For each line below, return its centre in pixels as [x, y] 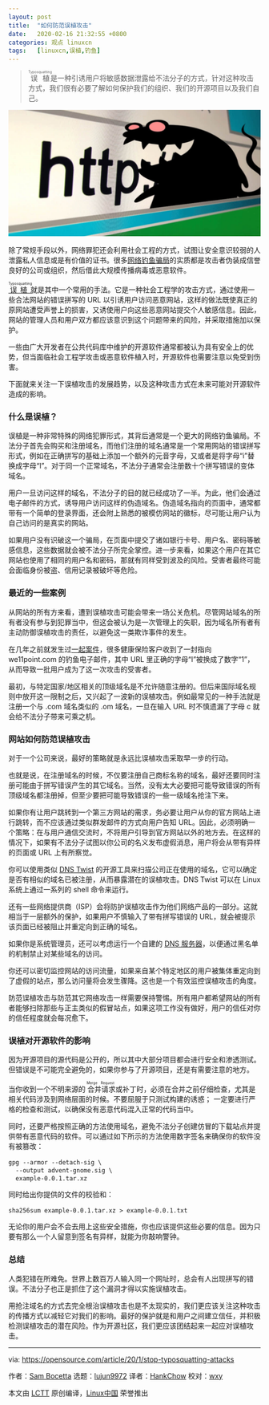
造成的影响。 [29, 394]
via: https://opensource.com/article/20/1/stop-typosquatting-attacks [121, 1359]
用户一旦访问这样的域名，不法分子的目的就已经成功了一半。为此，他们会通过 [134, 493]
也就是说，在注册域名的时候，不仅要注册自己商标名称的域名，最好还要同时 [131, 775]
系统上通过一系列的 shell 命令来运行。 [71, 890]
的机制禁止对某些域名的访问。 [57, 954]
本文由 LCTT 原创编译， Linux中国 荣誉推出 [78, 1393]
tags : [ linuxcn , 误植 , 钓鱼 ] [54, 51]
